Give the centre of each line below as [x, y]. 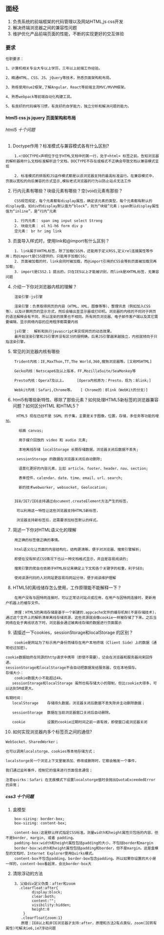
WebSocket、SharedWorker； [32, 742]
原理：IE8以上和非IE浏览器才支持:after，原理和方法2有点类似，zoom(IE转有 [89, 923]
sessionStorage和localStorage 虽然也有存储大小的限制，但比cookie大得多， [82, 683]
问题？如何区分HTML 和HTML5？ [46, 406]
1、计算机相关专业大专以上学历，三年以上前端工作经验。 [54, 68]
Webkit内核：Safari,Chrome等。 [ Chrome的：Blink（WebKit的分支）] [81, 390]
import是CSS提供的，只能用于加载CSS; [53, 256]
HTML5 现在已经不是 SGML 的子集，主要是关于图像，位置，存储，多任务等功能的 [86, 416]
